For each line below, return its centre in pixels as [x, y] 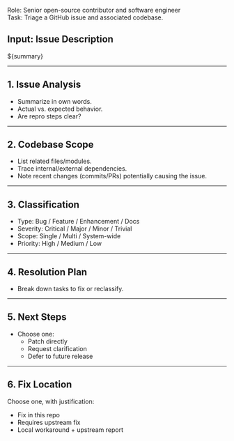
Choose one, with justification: [51, 401]
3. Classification [44, 204]
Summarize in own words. [54, 101]
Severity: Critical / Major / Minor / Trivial [75, 229]
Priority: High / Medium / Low [60, 244]
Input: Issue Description [60, 39]
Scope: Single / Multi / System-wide [69, 236]
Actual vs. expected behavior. [60, 109]
